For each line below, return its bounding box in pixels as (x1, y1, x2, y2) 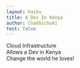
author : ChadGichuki (6, 20, 58, 26)
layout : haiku (6, 8, 42, 15)
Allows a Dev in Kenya (6, 49, 61, 56)
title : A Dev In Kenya (6, 14, 63, 20)
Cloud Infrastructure (6, 42, 57, 49)
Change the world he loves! (6, 55, 75, 62)
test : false (6, 25, 36, 32)
